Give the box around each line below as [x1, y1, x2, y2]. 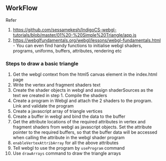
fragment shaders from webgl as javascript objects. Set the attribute [12, 124, 152, 130]
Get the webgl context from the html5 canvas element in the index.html [12, 71, 158, 77]
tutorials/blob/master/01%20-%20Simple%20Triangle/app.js [12, 32, 137, 38]
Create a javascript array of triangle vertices [12, 108, 103, 114]
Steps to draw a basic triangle [5, 60, 79, 67]
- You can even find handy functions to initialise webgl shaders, [12, 42, 142, 49]
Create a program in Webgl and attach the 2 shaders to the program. [12, 98, 153, 104]
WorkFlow [5, 4, 38, 12]
